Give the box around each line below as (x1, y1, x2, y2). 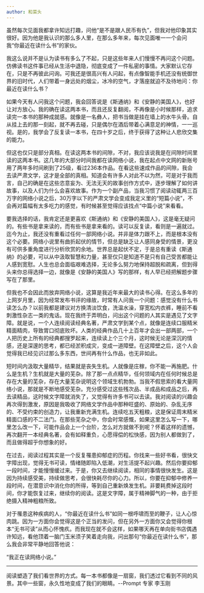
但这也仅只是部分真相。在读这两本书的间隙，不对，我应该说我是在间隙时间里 (6, 148, 198, 156)
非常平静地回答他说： (22, 540, 76, 547)
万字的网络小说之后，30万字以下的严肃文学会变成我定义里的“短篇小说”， (6, 194, 188, 201)
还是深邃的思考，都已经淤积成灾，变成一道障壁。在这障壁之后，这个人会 (16, 342, 198, 349)
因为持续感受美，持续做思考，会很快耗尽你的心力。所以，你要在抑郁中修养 (6, 474, 192, 481)
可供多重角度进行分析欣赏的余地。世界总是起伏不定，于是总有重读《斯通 (11, 245, 192, 252)
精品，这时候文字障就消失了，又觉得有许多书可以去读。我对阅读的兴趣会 (16, 393, 198, 400)
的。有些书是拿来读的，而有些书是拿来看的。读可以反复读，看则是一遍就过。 (6, 223, 198, 230)
